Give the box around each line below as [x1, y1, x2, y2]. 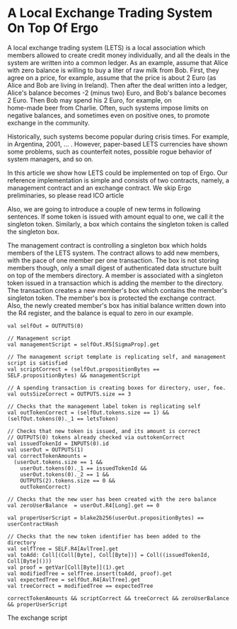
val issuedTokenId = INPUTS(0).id [7, 440, 110, 447]
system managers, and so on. [7, 154, 94, 163]
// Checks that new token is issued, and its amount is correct [7, 427, 201, 434]
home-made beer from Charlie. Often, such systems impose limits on [7, 103, 209, 112]
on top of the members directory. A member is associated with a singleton [7, 271, 224, 279]
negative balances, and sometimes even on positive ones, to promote [7, 111, 210, 120]
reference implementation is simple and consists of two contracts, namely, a [7, 175, 230, 185]
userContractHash [7, 520, 59, 528]
